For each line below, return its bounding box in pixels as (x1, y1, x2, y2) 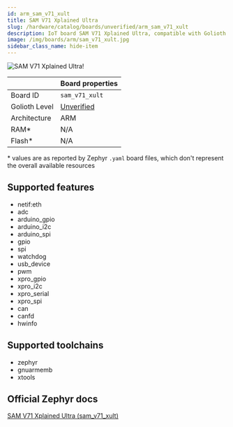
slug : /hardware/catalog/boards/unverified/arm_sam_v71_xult (7, 23, 189, 30)
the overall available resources (7, 162, 96, 169)
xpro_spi (17, 297, 43, 305)
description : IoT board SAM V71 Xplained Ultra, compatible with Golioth (7, 29, 227, 37)
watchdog (17, 252, 47, 260)
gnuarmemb (17, 365, 53, 374)
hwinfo (17, 319, 38, 328)
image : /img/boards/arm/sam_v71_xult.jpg (7, 36, 130, 43)
